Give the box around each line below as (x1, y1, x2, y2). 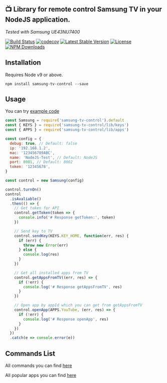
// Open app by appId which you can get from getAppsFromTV (14, 303, 142, 308)
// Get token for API (14, 206, 59, 211)
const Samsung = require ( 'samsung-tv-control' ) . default (5, 118, 124, 123)
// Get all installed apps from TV (14, 270, 89, 275)
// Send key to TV (14, 229, 53, 234)
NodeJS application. (5, 16, 70, 24)
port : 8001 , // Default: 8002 (10, 159, 73, 165)
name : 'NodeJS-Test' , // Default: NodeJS (10, 155, 98, 160)
